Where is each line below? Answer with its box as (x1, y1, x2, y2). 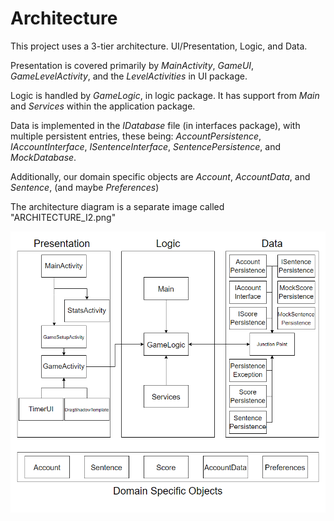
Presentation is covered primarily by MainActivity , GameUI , (10, 59, 255, 71)
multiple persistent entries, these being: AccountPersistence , (10, 130, 262, 142)
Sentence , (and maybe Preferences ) (10, 181, 160, 193)
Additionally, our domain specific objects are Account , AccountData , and (10, 170, 311, 182)
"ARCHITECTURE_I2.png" (10, 211, 117, 223)
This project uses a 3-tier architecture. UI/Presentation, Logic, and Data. (10, 40, 308, 52)
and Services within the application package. (10, 100, 196, 112)
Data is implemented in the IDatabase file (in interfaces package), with (10, 119, 301, 131)
